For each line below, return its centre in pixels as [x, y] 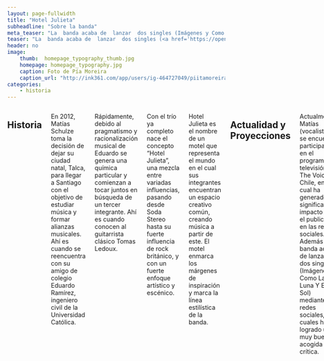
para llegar [66, 175]
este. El [199, 241]
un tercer [108, 205]
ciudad [61, 160]
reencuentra [69, 256]
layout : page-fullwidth [42, 13]
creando [200, 219]
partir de [201, 234]
